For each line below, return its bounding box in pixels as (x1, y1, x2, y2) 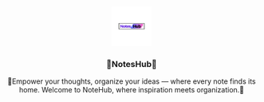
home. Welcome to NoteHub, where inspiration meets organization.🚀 (18, 85, 245, 95)
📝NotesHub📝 (106, 58, 157, 69)
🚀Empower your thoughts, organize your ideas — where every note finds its (6, 76, 256, 86)
